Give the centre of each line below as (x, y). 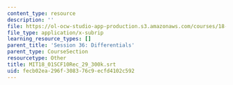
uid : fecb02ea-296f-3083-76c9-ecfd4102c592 (71, 71)
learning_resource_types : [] (49, 39)
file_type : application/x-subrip (55, 33)
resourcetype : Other (37, 58)
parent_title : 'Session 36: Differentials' (71, 45)
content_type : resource (42, 13)
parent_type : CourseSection (48, 52)
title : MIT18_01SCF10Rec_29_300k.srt (62, 64)
